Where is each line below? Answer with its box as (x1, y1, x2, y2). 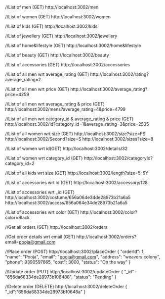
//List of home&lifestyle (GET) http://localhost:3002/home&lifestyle (5, 43, 141, 49)
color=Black (5, 215, 30, 220)
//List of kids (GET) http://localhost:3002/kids (5, 23, 98, 29)
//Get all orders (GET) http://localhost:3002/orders (5, 224, 108, 230)
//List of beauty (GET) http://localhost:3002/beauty (5, 52, 110, 58)
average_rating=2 (5, 77, 41, 82)
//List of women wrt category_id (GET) (5, 155, 83, 161)
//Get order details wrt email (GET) (5, 234, 76, 240)
